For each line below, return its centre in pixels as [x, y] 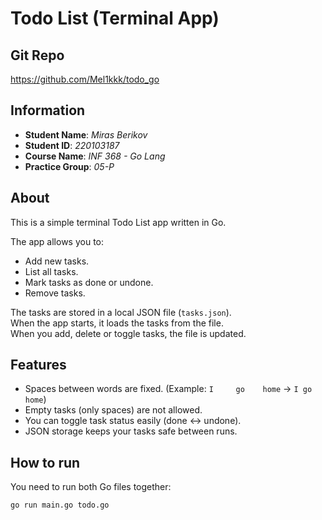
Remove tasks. [55, 293]
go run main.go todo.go [60, 505]
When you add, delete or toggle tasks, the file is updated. [128, 333]
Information [48, 110]
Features [38, 365]
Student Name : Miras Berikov [86, 134]
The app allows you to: [57, 241]
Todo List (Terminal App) [115, 18]
